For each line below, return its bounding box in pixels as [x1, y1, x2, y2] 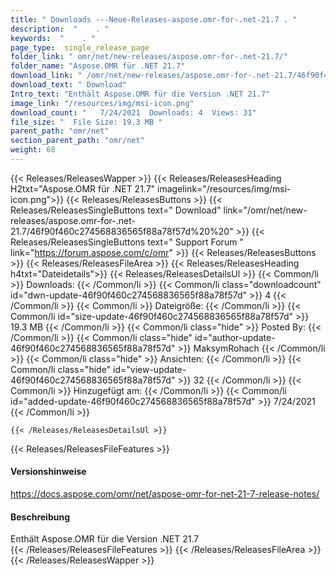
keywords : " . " [10, 33, 97, 43]
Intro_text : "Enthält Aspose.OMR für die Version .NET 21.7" [10, 89, 271, 99]
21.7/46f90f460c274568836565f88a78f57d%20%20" [10, 225, 234, 237]
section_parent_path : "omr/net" [10, 136, 145, 146]
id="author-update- [194, 331, 276, 343]
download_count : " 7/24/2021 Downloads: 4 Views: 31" [10, 107, 257, 118]
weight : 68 [10, 145, 56, 155]
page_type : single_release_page [10, 42, 150, 53]
